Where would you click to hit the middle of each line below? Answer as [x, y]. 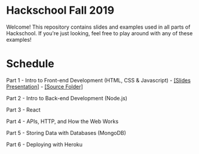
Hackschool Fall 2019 [60, 10]
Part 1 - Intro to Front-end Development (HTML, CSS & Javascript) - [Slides [99, 80]
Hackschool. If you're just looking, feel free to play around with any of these [99, 33]
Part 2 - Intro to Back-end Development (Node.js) [67, 98]
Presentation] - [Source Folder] [45, 87]
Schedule [30, 64]
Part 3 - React [23, 110]
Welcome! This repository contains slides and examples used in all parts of [98, 27]
